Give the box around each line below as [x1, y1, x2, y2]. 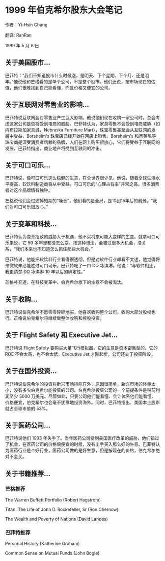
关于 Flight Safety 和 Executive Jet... [5, 331, 118, 340]
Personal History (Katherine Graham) [5, 541, 80, 547]
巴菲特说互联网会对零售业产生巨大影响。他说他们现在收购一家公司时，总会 [5, 114, 156, 121]
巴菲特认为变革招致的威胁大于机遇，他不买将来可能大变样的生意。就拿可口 [5, 234, 156, 240]
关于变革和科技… [5, 219, 57, 228]
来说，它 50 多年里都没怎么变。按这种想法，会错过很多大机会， [9, 240, 138, 246]
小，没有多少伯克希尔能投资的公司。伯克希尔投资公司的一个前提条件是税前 [5, 387, 156, 393]
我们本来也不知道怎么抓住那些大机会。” [15, 246, 93, 252]
